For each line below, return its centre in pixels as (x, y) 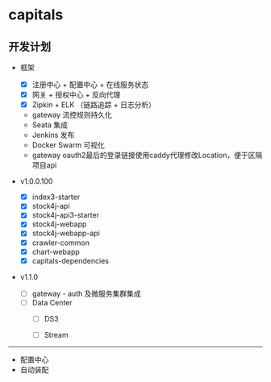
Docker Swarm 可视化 (68, 145)
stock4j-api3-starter (65, 215)
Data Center (52, 302)
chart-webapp (56, 251)
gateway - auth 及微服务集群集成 (86, 293)
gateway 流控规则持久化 (72, 115)
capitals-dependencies (70, 260)
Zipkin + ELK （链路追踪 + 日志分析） (94, 105)
